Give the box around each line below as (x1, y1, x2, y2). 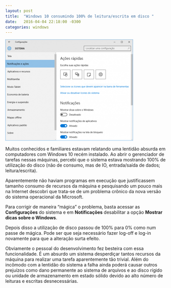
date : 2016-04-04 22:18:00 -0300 (5, 19, 81, 24)
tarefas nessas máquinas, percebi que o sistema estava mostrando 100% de (5, 157, 166, 163)
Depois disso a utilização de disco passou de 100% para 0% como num (5, 224, 156, 231)
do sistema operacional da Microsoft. (5, 194, 84, 200)
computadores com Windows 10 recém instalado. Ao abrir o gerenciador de (5, 151, 164, 157)
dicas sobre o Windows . (5, 215, 58, 221)
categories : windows (5, 25, 50, 30)
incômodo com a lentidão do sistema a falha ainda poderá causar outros (5, 262, 157, 268)
